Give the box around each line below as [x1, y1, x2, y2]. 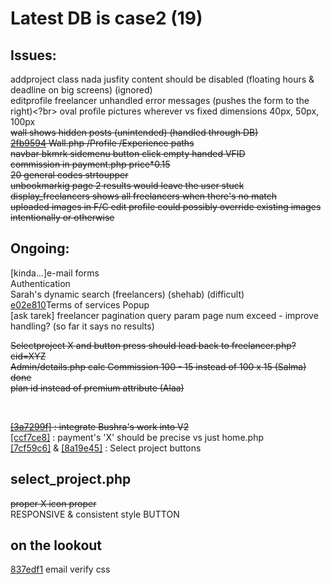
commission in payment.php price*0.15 [10, 158, 171, 170]
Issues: [10, 47, 57, 64]
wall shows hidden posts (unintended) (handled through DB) [10, 127, 259, 138]
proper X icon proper [10, 497, 97, 509]
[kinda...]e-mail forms [10, 267, 100, 279]
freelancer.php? [231, 339, 297, 351]
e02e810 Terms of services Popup [10, 298, 150, 311]
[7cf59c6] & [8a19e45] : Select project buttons [10, 442, 202, 454]
